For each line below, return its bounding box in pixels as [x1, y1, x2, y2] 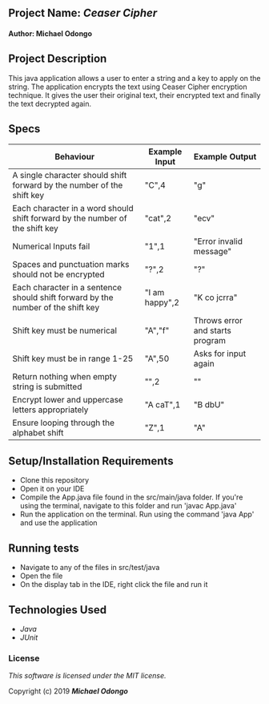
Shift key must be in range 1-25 [12, 353, 134, 364]
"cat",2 [144, 212, 172, 224]
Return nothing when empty [12, 370, 118, 382]
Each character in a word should [12, 202, 134, 213]
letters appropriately [12, 404, 89, 415]
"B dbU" [193, 399, 225, 410]
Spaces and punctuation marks [12, 258, 130, 269]
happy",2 [144, 297, 180, 308]
